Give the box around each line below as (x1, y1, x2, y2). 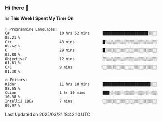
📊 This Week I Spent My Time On (5, 15, 74, 21)
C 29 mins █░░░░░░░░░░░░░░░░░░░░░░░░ (5, 48, 158, 53)
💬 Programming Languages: (5, 27, 57, 32)
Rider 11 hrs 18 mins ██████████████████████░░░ (5, 82, 158, 87)
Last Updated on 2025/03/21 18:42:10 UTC (5, 111, 91, 118)
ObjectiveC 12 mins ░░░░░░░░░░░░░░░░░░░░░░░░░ (5, 57, 158, 61)
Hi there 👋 (5, 4, 29, 11)
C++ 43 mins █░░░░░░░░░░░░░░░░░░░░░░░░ (5, 40, 158, 45)
